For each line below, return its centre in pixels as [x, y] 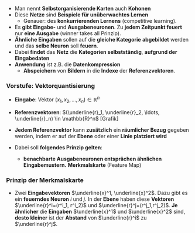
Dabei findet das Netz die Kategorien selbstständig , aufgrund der [96, 52]
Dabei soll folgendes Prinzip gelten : [58, 147]
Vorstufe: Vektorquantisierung [51, 85]
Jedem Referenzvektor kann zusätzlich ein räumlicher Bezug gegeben [102, 130]
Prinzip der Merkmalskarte [45, 180]
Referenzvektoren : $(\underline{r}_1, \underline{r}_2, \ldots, [87, 112]
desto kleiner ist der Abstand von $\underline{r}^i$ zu [81, 218]
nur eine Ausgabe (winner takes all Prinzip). [68, 33]
